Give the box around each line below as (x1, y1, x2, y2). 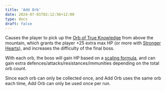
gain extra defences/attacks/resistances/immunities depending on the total (5, 60, 160, 66)
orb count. (5, 66, 26, 72)
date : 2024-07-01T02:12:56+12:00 (5, 12, 75, 17)
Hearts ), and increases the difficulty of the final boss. (5, 45, 115, 51)
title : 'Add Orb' (5, 7, 41, 12)
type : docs (5, 16, 28, 21)
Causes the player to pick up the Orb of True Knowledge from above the (5, 35, 154, 41)
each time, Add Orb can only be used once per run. (5, 81, 111, 87)
